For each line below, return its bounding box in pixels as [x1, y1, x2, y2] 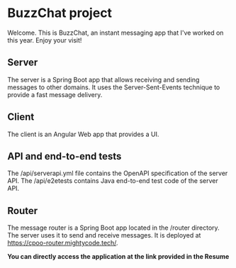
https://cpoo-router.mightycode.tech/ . [7, 239, 118, 247]
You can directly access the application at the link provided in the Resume [7, 252, 230, 261]
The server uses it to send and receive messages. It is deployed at [7, 231, 201, 240]
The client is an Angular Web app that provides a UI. [7, 130, 159, 138]
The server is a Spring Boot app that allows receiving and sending [7, 75, 200, 84]
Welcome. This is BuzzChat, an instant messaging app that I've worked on [7, 28, 224, 37]
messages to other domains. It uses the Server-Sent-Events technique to [7, 83, 220, 91]
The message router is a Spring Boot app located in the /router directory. [7, 223, 220, 232]
